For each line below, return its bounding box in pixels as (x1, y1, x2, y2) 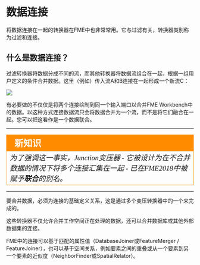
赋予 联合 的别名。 (10, 174, 67, 183)
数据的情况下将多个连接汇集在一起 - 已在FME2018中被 (10, 164, 188, 173)
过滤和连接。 (11, 33, 43, 40)
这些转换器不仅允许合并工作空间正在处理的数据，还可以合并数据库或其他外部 (6, 217, 194, 224)
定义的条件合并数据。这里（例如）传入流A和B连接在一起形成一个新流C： (11, 77, 189, 84)
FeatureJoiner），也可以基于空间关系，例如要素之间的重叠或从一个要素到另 (6, 245, 189, 252)
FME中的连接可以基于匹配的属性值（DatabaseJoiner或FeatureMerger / (6, 237, 180, 244)
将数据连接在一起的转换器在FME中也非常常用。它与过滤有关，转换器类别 (6, 26, 185, 33)
